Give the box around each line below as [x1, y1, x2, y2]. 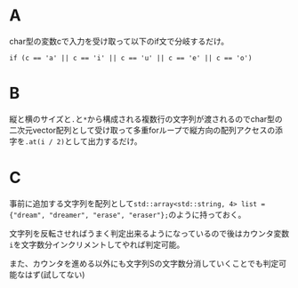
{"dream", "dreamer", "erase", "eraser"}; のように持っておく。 [9, 209, 246, 220]
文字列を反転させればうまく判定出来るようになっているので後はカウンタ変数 [9, 228, 290, 238]
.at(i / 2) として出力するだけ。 [25, 135, 142, 147]
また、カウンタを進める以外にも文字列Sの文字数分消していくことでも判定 [9, 258, 279, 268]
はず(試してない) [24, 268, 85, 280]
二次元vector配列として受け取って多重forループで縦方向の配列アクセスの [9, 124, 276, 135]
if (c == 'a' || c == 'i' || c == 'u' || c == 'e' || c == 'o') [9, 53, 253, 62]
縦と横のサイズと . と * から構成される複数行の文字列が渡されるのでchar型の [9, 113, 283, 124]
